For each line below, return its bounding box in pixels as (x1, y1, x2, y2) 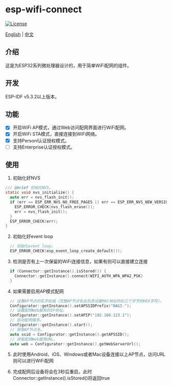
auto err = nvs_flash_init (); (10, 195, 74, 200)
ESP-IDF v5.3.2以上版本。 (5, 94, 60, 100)
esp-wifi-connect (5, 4, 82, 15)
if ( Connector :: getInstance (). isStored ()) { (10, 269, 106, 274)
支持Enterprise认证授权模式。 (12, 144, 75, 150)
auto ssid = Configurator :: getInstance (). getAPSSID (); (10, 332, 130, 337)
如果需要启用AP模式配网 (12, 288, 64, 294)
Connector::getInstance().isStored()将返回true (12, 375, 110, 381)
